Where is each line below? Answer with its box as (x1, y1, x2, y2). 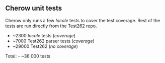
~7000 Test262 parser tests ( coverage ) (12, 38, 95, 44)
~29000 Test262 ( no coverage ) (12, 43, 78, 49)
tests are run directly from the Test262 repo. (5, 23, 97, 29)
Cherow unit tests (5, 4, 62, 13)
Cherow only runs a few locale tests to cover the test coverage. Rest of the (5, 17, 160, 23)
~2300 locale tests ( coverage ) (12, 32, 76, 38)
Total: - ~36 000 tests (5, 53, 51, 59)
